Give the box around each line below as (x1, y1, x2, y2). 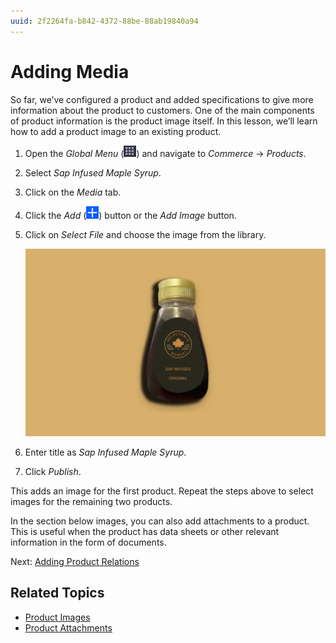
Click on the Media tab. (24, 186, 122, 198)
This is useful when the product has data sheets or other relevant (10, 525, 280, 537)
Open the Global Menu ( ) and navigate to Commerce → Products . (24, 147, 307, 159)
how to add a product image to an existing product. (10, 125, 222, 137)
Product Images (24, 611, 91, 623)
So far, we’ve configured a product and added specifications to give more (10, 93, 314, 105)
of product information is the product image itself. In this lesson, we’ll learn (10, 115, 318, 127)
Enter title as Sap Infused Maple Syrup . (24, 446, 187, 458)
